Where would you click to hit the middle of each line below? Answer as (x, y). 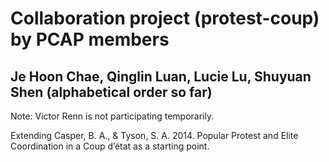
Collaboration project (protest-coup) (165, 18)
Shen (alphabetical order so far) (111, 92)
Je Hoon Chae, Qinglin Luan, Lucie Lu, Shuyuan (161, 76)
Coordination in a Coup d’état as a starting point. (110, 146)
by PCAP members (90, 39)
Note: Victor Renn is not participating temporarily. (112, 116)
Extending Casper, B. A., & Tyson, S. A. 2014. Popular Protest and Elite (154, 135)
